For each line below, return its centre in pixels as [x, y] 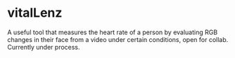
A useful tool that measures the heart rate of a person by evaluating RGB [113, 32]
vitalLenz [35, 13]
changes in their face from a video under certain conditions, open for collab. [118, 39]
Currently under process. [44, 47]
